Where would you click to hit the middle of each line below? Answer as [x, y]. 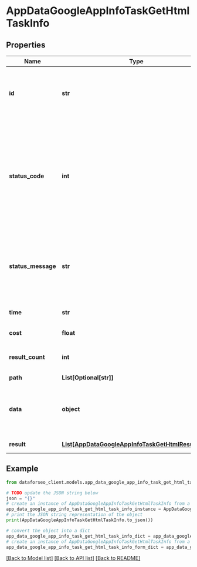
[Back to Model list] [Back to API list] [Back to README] [73, 558]
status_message [33, 266]
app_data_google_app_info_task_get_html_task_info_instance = [84, 509]
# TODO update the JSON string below [52, 493]
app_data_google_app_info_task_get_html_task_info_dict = [78, 536]
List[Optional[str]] [88, 378]
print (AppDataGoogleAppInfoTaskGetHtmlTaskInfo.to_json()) [80, 520]
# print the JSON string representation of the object [74, 515]
